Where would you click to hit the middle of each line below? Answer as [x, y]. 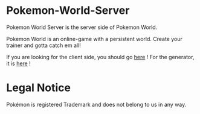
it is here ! [19, 63]
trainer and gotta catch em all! [44, 45]
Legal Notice [39, 88]
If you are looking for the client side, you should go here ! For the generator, [100, 57]
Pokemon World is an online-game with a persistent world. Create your [94, 39]
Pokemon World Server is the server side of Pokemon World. [82, 27]
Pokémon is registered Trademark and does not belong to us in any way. [96, 104]
